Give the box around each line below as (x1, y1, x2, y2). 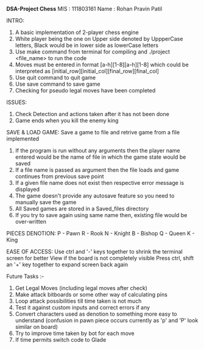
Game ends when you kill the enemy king (15, 117, 119, 124)
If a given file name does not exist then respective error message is (15, 179, 185, 186)
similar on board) (15, 323, 58, 330)
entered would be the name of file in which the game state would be (15, 153, 186, 161)
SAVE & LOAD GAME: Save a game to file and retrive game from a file (6, 129, 180, 136)
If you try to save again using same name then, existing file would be (15, 212, 188, 218)
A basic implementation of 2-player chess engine (15, 29, 139, 36)
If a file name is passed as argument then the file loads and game (15, 167, 180, 173)
